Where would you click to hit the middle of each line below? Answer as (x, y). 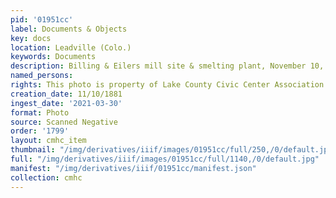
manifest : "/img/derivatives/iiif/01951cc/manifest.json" (133, 168)
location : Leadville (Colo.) (71, 47)
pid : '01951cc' (42, 19)
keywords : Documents (53, 57)
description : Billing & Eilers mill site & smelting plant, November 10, (167, 66)
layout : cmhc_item (48, 141)
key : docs (31, 38)
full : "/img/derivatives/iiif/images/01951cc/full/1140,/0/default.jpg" (165, 159)
